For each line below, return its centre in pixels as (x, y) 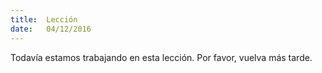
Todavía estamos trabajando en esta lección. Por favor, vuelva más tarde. (161, 57)
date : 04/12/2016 (51, 29)
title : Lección (44, 19)
